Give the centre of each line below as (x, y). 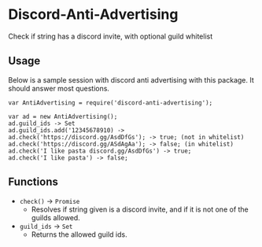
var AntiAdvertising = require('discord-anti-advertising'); (111, 103)
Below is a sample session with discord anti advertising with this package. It (131, 79)
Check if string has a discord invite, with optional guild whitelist (111, 36)
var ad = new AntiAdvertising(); (63, 116)
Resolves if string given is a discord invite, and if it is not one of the (140, 209)
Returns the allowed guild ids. (79, 234)
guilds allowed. (55, 217)
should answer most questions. (59, 88)
